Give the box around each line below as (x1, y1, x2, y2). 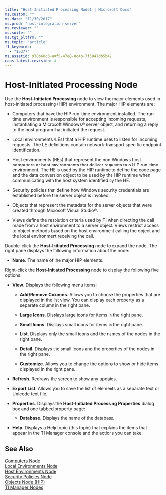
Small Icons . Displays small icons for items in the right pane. (19, 322, 143, 328)
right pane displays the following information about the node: (5, 248, 130, 254)
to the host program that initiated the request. (12, 127, 106, 133)
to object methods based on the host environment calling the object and (12, 228, 160, 234)
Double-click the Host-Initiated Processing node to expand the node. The (5, 243, 157, 248)
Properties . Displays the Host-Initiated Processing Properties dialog (12, 401, 155, 407)
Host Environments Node (5, 468, 56, 474)
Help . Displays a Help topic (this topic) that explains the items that (12, 425, 147, 431)
